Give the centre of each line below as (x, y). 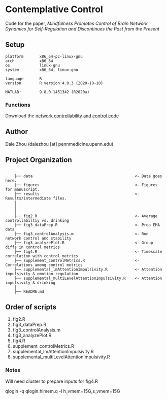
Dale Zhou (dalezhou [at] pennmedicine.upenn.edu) (59, 144)
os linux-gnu (32, 65)
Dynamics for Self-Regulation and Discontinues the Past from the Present (82, 28)
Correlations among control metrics (44, 265)
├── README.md (29, 291)
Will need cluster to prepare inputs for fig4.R (52, 381)
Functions (18, 105)
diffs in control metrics (32, 247)
